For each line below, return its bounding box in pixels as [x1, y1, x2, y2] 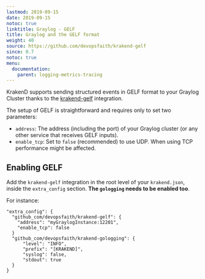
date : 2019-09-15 [6, 15, 51, 21]
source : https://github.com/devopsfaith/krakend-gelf [6, 43, 147, 50]
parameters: [6, 113, 37, 121]
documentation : [12, 65, 51, 72]
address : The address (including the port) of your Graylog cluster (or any [15, 125, 198, 132]
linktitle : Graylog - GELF [6, 26, 75, 32]
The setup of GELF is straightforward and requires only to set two [6, 106, 171, 114]
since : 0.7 [6, 49, 34, 55]
